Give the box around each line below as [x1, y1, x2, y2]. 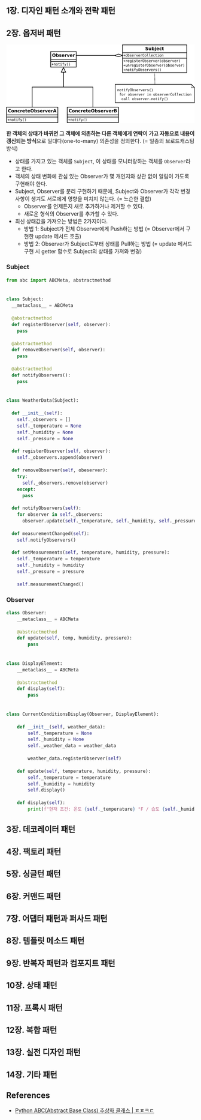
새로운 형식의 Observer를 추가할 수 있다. [23, 210, 119, 217]
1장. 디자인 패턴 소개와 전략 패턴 [6, 5, 115, 16]
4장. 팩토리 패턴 [6, 846, 62, 857]
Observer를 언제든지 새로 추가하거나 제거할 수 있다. [23, 202, 145, 210]
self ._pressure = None [17, 435, 74, 441]
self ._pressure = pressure [17, 569, 84, 575]
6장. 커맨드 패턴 [6, 891, 61, 901]
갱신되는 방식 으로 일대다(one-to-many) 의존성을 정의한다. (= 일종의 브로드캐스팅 [6, 137, 194, 144]
